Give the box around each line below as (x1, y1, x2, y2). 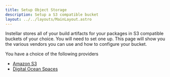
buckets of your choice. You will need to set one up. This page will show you (5, 36, 165, 42)
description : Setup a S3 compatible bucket (5, 12, 99, 17)
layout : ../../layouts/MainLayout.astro (5, 17, 92, 22)
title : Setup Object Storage (5, 7, 67, 13)
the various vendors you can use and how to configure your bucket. (5, 41, 147, 47)
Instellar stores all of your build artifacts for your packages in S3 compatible (5, 31, 164, 37)
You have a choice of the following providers (5, 51, 99, 57)
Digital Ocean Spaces (12, 66, 58, 72)
